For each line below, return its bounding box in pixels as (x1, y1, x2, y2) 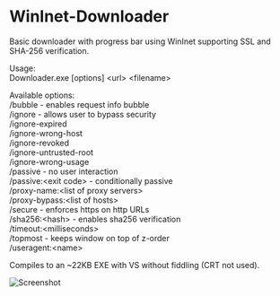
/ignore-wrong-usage (9, 156, 90, 167)
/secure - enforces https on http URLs (9, 204, 150, 214)
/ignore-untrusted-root (9, 146, 94, 158)
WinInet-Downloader (9, 6, 170, 27)
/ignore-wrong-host (9, 127, 83, 138)
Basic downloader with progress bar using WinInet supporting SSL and (9, 36, 271, 47)
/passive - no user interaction (9, 166, 118, 177)
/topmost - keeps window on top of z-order (9, 232, 171, 243)
